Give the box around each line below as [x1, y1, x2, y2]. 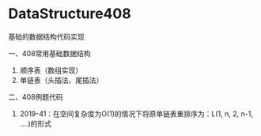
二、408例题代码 [8, 92, 63, 101]
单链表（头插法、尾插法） [19, 75, 104, 85]
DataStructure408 [8, 5, 132, 23]
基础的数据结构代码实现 [8, 32, 85, 41]
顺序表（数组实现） [19, 65, 83, 75]
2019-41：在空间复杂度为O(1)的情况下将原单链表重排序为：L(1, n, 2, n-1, [19, 108, 253, 119]
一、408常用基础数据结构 [8, 48, 91, 58]
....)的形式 [19, 119, 52, 128]
